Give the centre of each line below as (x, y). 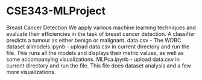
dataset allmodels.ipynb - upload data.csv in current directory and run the (98, 47)
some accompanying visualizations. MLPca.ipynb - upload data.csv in (93, 59)
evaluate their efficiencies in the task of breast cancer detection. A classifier (101, 33)
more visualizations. (31, 72)
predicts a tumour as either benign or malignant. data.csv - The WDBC (94, 40)
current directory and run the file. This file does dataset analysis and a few (99, 65)
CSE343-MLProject (56, 11)
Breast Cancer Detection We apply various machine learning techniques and (101, 27)
